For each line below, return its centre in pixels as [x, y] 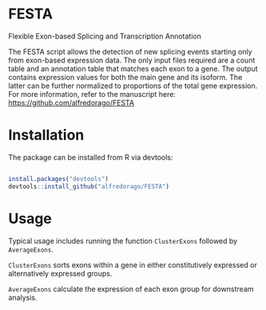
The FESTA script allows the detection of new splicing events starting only [131, 51]
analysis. [23, 297]
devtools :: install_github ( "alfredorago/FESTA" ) [89, 186]
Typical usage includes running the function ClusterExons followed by [123, 240]
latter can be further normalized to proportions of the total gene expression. [133, 86]
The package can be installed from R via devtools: [91, 157]
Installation [46, 135]
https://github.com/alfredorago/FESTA [71, 103]
